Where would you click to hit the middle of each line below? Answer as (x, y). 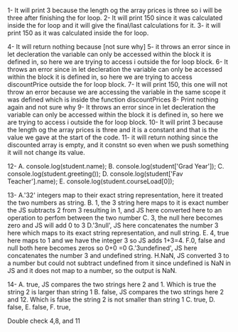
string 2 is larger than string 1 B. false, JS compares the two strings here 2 (116, 292)
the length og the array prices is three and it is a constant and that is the (113, 130)
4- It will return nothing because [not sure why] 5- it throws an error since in (119, 47)
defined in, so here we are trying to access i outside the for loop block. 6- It (118, 62)
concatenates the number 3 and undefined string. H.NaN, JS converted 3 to (118, 256)
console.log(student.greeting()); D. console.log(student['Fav (95, 174)
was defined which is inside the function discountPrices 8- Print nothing (113, 100)
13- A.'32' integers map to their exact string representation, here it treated (115, 195)
